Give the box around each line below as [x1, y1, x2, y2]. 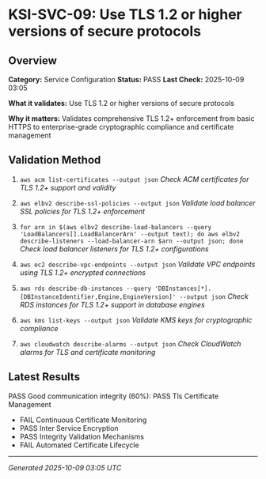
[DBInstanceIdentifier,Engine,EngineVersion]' [19, 292, 177, 301]
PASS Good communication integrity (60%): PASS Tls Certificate [8, 391, 219, 401]
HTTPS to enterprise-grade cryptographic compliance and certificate [8, 123, 234, 131]
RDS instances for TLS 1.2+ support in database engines [19, 300, 206, 309]
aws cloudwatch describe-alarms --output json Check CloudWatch [19, 338, 241, 349]
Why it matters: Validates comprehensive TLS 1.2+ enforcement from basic [8, 114, 255, 123]
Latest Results [8, 370, 81, 384]
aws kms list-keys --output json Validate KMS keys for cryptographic [19, 315, 253, 325]
